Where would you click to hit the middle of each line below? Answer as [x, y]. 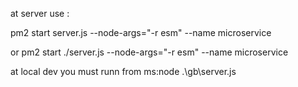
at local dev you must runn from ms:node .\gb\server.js [123, 71]
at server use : [40, 13]
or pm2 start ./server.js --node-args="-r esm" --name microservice [149, 52]
